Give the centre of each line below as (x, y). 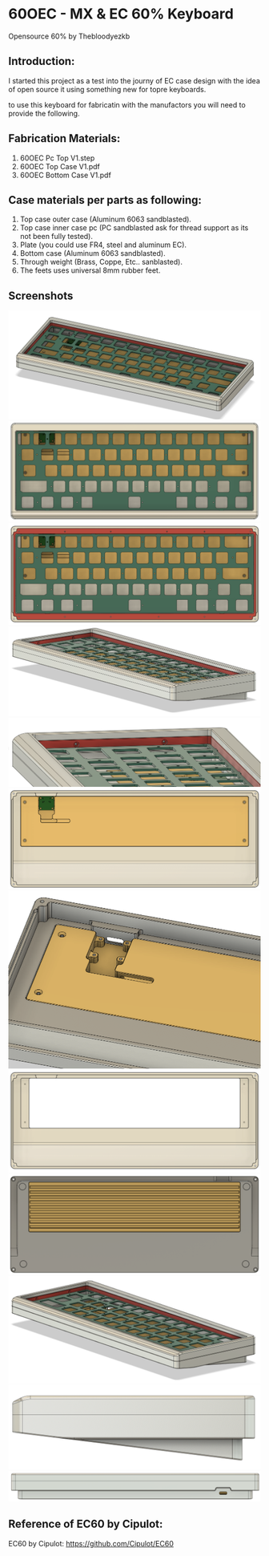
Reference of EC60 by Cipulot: (86, 1524)
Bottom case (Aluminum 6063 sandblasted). (92, 253)
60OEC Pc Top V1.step (57, 158)
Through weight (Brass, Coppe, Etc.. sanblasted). (101, 262)
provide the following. (44, 113)
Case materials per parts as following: (105, 200)
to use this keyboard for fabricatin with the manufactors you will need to (127, 104)
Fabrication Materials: (64, 138)
